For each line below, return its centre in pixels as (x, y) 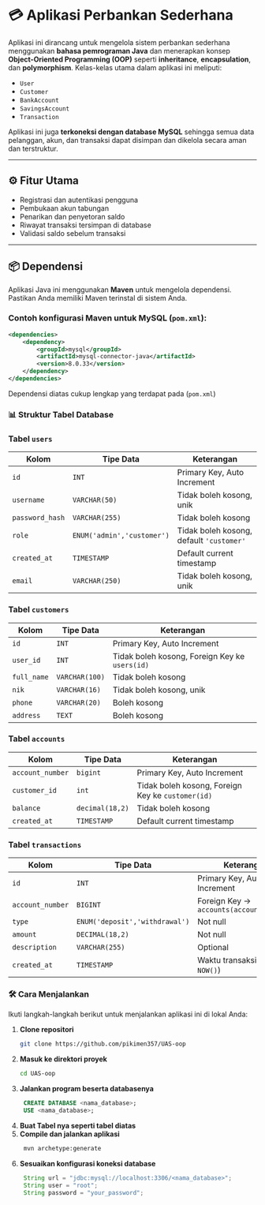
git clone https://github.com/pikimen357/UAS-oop (103, 1044)
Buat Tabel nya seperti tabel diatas (78, 1125)
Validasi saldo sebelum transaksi (73, 233)
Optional (213, 948)
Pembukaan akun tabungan (64, 208)
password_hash (39, 518)
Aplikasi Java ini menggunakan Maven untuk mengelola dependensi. (120, 290)
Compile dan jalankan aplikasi (69, 1134)
